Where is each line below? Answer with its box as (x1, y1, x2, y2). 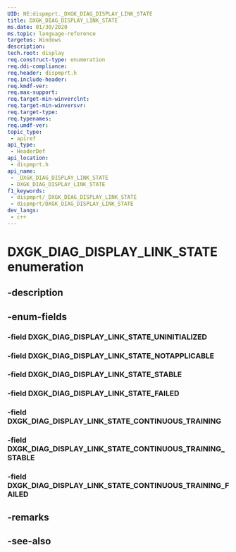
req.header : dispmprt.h (7, 69, 77, 76)
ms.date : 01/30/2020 (7, 23, 68, 30)
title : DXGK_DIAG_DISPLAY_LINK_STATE (7, 17, 118, 24)
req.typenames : (7, 115, 52, 122)
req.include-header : (7, 75, 68, 83)
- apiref (10, 135, 37, 142)
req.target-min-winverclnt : (7, 96, 90, 103)
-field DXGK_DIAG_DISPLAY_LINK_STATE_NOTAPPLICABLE (7, 350, 215, 360)
